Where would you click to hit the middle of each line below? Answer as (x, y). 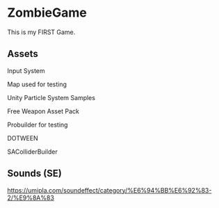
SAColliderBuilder (32, 152)
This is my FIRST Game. (41, 32)
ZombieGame (47, 13)
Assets (23, 54)
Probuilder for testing (38, 125)
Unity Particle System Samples (51, 97)
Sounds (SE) (35, 174)
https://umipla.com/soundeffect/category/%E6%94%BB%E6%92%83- (109, 190)
